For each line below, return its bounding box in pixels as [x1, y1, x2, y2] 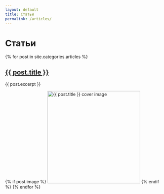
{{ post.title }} [5, 68, 49, 76]
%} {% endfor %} [5, 184, 41, 190]
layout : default [5, 7, 39, 12]
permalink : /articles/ [5, 16, 52, 21]
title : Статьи [5, 12, 35, 17]
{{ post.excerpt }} [5, 81, 41, 87]
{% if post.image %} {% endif [5, 179, 160, 185]
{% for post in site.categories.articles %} [5, 54, 88, 60]
